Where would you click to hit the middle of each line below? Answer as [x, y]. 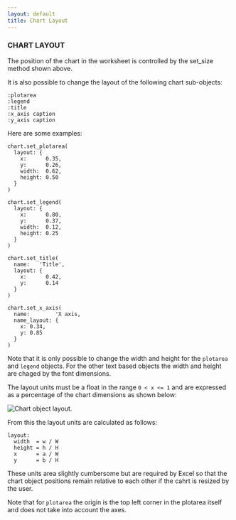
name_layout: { [36, 320]
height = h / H [36, 448]
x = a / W [36, 454]
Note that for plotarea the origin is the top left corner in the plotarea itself [115, 502]
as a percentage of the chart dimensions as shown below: [92, 394]
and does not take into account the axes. [67, 509]
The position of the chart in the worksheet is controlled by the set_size [111, 60]
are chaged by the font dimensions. [59, 373]
